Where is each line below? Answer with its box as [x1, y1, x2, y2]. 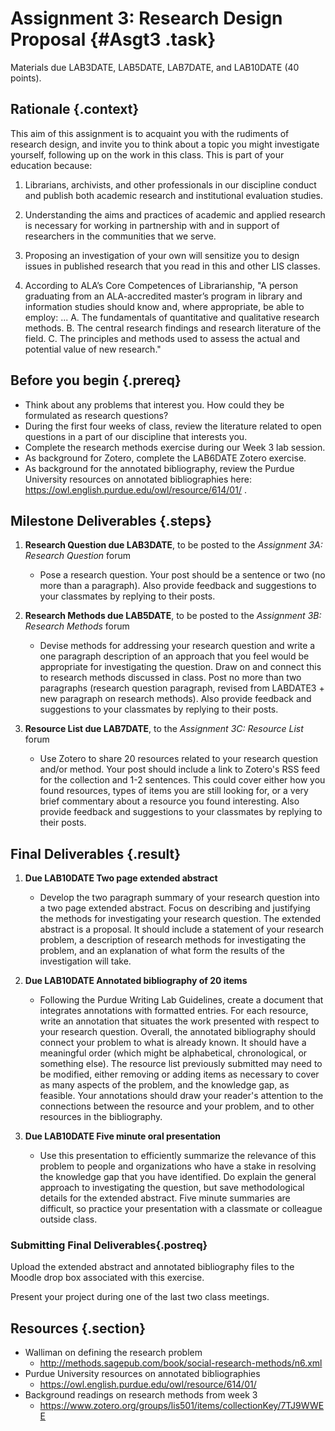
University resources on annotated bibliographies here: [24, 473, 252, 485]
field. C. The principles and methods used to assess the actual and [24, 332, 300, 344]
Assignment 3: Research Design [10, 7, 283, 30]
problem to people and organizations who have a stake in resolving [39, 1160, 317, 1172]
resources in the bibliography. [39, 1111, 163, 1123]
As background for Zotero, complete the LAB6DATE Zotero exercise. [24, 452, 307, 464]
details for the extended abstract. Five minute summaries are [39, 1192, 291, 1204]
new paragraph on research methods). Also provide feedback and [39, 693, 312, 705]
